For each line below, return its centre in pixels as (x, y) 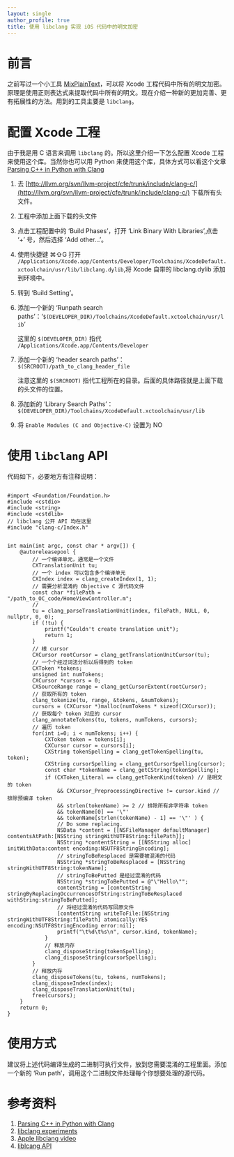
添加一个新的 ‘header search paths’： (71, 359)
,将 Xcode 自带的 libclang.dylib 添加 (174, 269)
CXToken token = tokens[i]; (85, 740)
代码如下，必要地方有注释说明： (53, 477)
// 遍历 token (52, 727)
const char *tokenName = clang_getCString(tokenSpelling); (132, 770)
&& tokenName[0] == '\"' (93, 812)
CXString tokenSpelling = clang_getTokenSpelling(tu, (124, 752)
